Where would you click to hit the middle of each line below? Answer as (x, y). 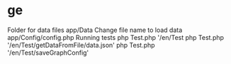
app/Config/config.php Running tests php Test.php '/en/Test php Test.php (116, 37)
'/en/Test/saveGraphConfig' (48, 53)
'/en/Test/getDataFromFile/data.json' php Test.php (81, 45)
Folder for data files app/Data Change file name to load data (95, 30)
